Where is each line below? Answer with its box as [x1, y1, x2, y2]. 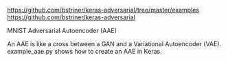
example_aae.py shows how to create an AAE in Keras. [7, 48, 163, 55]
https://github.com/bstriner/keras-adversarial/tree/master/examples [7, 6, 200, 14]
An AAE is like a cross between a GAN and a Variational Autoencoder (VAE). [7, 40, 222, 48]
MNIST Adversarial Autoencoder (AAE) [7, 27, 117, 34]
